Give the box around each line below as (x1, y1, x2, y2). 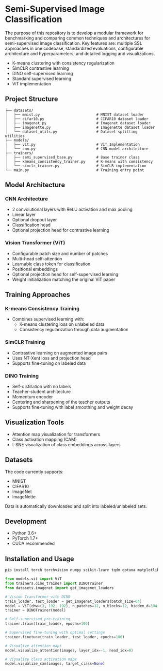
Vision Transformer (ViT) (5, 239, 65, 246)
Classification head (12, 222, 51, 228)
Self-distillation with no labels (12, 384, 71, 390)
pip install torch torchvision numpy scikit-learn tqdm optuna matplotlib (5, 568, 160, 572)
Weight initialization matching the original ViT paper (12, 276, 115, 282)
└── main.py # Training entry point (5, 167, 145, 173)
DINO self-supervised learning (12, 70, 73, 76)
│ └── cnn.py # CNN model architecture (5, 146, 149, 151)
